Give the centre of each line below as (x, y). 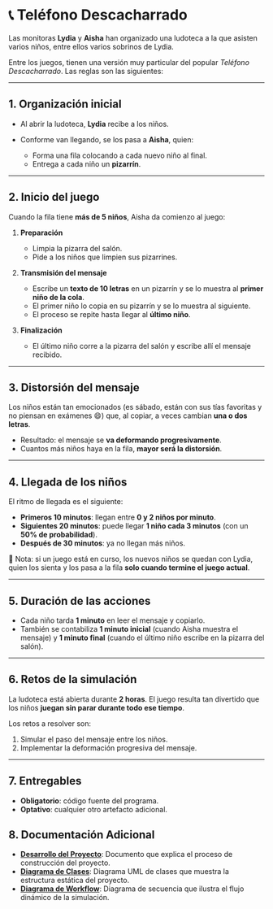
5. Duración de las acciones (80, 600)
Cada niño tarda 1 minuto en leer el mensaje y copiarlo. (113, 620)
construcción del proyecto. (65, 863)
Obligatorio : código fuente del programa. (89, 800)
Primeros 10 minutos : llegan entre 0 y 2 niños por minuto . (118, 517)
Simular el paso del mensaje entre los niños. (94, 739)
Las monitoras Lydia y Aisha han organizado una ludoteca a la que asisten (133, 37)
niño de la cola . (58, 297)
